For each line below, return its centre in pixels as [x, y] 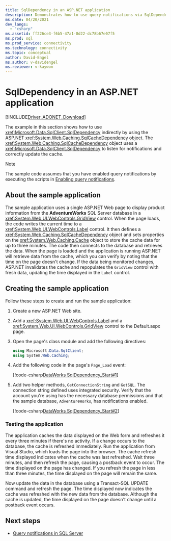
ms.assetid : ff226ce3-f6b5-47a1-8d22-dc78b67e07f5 [60, 34]
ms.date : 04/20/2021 [27, 19]
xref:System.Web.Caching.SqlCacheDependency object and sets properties [85, 235]
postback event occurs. [30, 505]
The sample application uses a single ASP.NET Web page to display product [85, 208]
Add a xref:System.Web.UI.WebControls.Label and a [67, 320]
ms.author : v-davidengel [32, 62]
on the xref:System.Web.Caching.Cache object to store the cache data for [83, 240]
